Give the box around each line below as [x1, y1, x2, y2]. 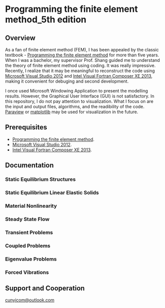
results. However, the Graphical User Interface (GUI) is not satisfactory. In [5, 93, 155, 99]
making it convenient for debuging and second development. [5, 78, 129, 84]
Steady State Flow [5, 216, 50, 222]
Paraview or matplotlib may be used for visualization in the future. [5, 109, 138, 115]
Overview [5, 34, 36, 42]
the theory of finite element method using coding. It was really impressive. [5, 63, 156, 68]
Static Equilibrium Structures [5, 176, 76, 183]
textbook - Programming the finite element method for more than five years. [5, 52, 159, 58]
